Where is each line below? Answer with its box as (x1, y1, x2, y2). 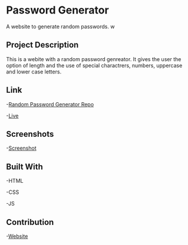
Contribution (6, 217, 54, 227)
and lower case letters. (6, 68, 62, 75)
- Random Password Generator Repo (6, 100, 94, 108)
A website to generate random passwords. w (6, 23, 115, 30)
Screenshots (6, 129, 54, 139)
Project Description (6, 40, 79, 50)
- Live (6, 112, 19, 119)
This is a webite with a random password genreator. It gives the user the (6, 55, 182, 62)
